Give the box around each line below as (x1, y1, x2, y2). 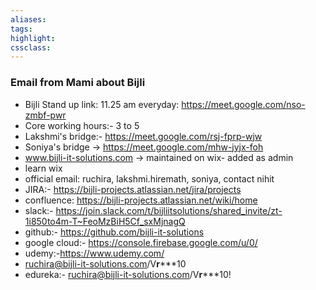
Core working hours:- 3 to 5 (24, 119, 140, 131)
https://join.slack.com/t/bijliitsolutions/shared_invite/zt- (55, 204, 283, 216)
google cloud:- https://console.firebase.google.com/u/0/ (24, 236, 258, 248)
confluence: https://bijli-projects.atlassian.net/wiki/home (24, 194, 258, 206)
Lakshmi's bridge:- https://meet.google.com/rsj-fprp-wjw (24, 130, 263, 142)
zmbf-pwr (24, 109, 67, 121)
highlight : (10, 33, 56, 43)
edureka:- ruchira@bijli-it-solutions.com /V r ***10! (24, 268, 232, 280)
